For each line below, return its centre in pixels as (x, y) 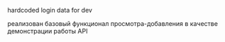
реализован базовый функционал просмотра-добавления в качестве (113, 23)
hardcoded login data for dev (50, 10)
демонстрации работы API (48, 31)
